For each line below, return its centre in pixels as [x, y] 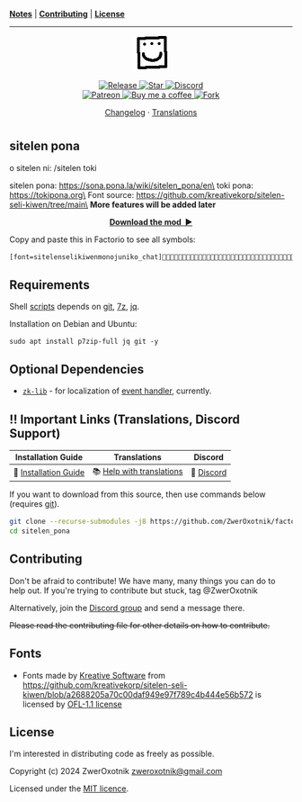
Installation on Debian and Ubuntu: [73, 324]
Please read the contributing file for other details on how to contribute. [140, 625]
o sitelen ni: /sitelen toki [53, 167]
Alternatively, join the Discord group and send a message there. [127, 608]
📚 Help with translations [138, 471]
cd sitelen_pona [40, 531]
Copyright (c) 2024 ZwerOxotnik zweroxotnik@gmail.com [116, 771]
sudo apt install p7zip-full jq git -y [84, 342]
